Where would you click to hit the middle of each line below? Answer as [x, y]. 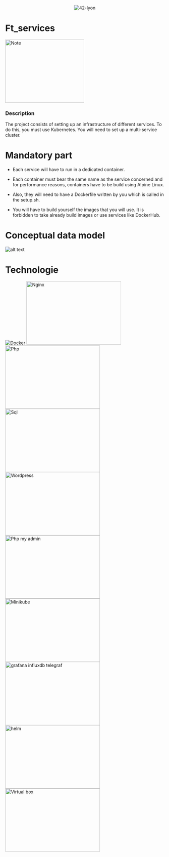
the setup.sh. [26, 200]
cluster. [13, 135]
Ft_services [30, 28]
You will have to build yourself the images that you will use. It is [78, 210]
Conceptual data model [55, 236]
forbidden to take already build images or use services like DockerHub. [86, 215]
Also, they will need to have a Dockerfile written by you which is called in [88, 194]
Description [20, 113]
